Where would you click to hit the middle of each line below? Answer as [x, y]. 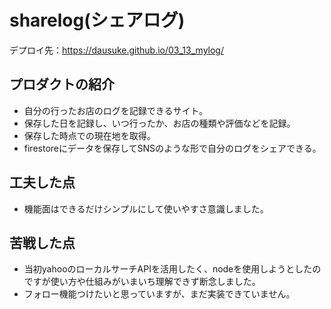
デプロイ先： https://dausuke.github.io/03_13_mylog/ [116, 50]
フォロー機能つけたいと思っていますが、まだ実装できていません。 [159, 294]
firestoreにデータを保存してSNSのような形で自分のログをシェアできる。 [172, 148]
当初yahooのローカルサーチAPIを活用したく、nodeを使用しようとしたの [172, 269]
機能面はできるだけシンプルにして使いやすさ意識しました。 [146, 208]
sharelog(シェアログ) [97, 20]
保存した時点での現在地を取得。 [89, 135]
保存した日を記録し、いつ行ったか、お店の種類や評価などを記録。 [159, 123]
